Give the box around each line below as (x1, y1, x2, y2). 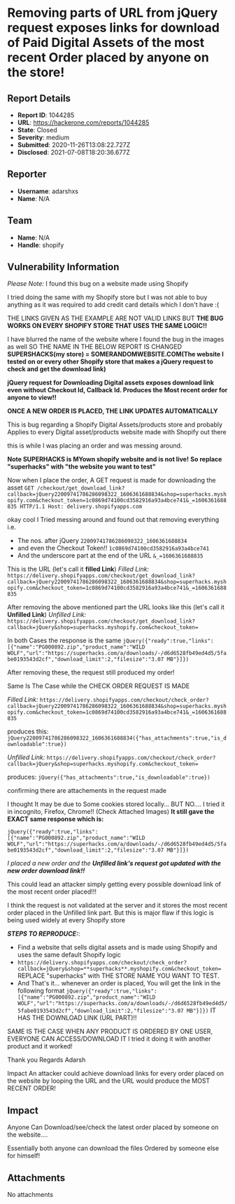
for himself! (7, 1151, 41, 1160)
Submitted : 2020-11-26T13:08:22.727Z (17, 141, 131, 148)
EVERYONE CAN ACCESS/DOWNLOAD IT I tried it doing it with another (7, 1035, 211, 1043)
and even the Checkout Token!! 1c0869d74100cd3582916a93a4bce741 (17, 544, 210, 553)
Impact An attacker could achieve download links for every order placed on (7, 1070, 224, 1078)
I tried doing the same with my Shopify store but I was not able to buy (7, 293, 208, 302)
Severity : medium (17, 133, 70, 141)
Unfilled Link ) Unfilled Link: (7, 611, 87, 619)
